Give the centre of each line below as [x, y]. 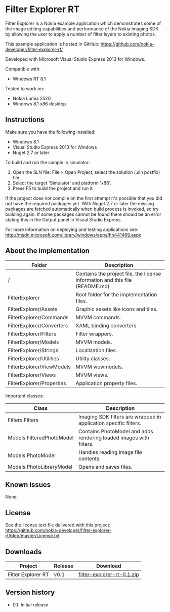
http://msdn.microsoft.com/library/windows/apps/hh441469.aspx [73, 235]
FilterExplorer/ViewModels [39, 367]
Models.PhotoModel [32, 455]
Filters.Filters [23, 420]
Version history [30, 592]
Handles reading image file [110, 452]
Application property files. [107, 383]
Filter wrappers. [94, 334]
